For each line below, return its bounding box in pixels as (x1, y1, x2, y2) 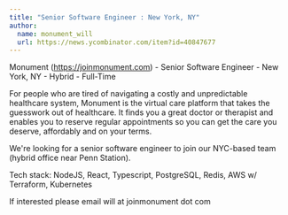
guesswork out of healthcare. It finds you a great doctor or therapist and (9, 107, 274, 118)
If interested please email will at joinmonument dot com (9, 196, 211, 207)
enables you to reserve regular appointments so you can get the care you (9, 117, 277, 127)
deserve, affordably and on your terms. (9, 126, 152, 137)
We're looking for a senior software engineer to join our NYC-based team (9, 143, 276, 154)
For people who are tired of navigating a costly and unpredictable (9, 88, 248, 99)
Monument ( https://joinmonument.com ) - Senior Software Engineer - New (9, 62, 279, 73)
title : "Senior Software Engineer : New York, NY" (9, 12, 200, 22)
